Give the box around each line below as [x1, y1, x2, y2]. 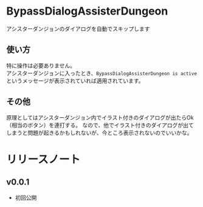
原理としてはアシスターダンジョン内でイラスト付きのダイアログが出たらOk [6, 114, 194, 121]
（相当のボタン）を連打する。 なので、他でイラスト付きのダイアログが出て [6, 121, 194, 129]
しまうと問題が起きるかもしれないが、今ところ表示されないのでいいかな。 [6, 129, 193, 136]
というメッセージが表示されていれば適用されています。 [6, 77, 144, 84]
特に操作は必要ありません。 [6, 62, 76, 69]
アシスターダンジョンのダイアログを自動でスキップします [6, 25, 150, 32]
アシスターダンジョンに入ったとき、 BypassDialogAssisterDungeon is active [6, 69, 198, 76]
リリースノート [6, 152, 81, 166]
